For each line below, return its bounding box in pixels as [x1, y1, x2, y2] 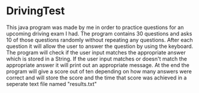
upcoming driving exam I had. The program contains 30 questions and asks [6, 30, 192, 37]
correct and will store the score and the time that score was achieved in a [6, 74, 187, 81]
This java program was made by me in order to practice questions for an [6, 24, 184, 31]
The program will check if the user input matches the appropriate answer [6, 49, 186, 56]
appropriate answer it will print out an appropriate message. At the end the [6, 61, 190, 69]
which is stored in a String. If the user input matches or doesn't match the [6, 55, 187, 62]
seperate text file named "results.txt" [6, 80, 97, 87]
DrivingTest [6, 4, 65, 18]
